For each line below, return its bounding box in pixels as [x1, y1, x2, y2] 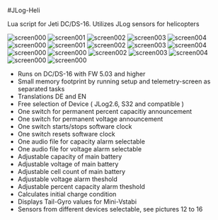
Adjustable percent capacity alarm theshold [17, 183, 145, 190]
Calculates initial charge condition [17, 190, 117, 198]
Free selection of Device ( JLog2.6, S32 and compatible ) [17, 100, 184, 108]
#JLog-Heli [7, 6, 40, 14]
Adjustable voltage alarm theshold [17, 175, 118, 183]
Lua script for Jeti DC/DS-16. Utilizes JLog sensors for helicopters [7, 20, 200, 28]
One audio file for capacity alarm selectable [17, 137, 145, 146]
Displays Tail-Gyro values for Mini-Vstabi [17, 197, 137, 206]
